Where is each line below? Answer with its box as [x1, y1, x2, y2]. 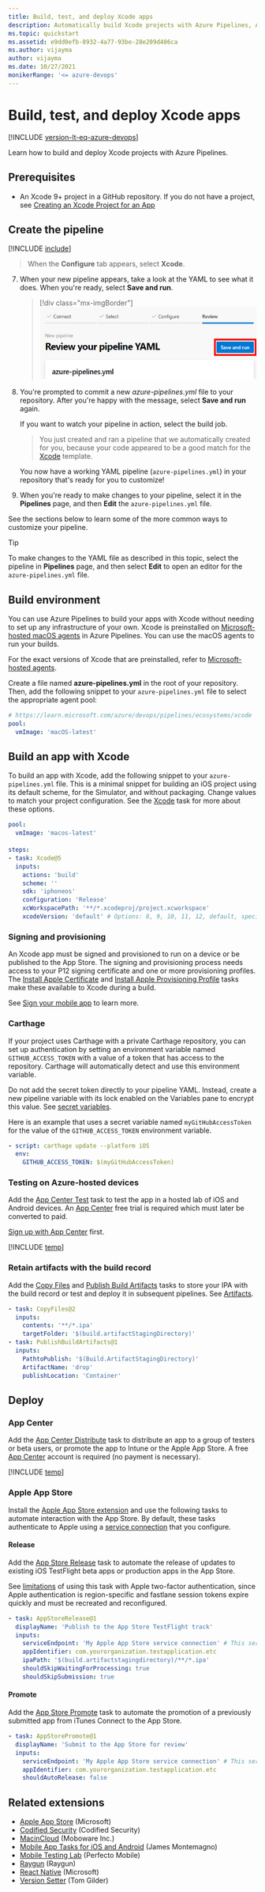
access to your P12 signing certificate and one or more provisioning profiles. [8, 966, 256, 976]
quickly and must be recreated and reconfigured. [8, 1598, 168, 1607]
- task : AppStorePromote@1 [8, 1732, 97, 1740]
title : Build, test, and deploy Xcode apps [8, 13, 154, 21]
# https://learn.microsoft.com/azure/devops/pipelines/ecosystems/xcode [8, 711, 252, 719]
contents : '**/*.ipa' [22, 1322, 93, 1330]
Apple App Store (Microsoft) [19, 1817, 112, 1826]
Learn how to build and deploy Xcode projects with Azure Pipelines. [8, 147, 229, 157]
